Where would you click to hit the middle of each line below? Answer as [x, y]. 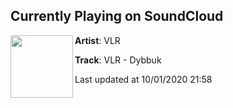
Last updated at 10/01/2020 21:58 [143, 79]
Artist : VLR [97, 40]
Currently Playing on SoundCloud [117, 16]
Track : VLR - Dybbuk [118, 60]
